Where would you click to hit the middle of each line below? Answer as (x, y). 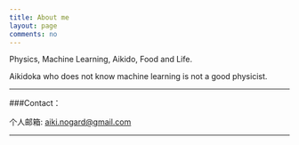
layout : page (33, 26)
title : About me (39, 17)
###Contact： (35, 103)
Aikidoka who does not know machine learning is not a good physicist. (138, 77)
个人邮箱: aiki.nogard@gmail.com (70, 122)
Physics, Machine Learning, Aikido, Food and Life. (101, 60)
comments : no (33, 34)
